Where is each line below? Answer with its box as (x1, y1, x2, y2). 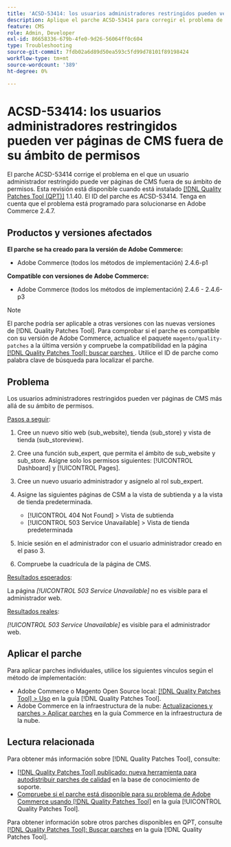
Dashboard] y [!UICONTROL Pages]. (16, 464, 120, 472)
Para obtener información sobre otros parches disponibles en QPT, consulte (7, 818, 223, 826)
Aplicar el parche (7, 648, 82, 659)
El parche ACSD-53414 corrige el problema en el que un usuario (7, 170, 189, 179)
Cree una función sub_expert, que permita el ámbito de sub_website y (16, 449, 216, 457)
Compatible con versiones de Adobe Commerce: (7, 272, 149, 280)
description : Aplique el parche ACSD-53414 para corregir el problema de (7, 17, 223, 23)
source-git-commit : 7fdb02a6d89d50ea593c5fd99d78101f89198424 (7, 49, 189, 56)
